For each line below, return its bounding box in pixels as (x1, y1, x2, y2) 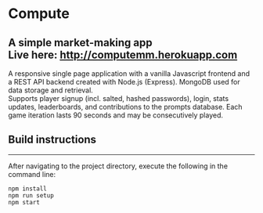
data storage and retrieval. (8, 85, 94, 95)
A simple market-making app (8, 36, 153, 49)
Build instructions (8, 133, 96, 146)
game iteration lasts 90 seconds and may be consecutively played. (8, 110, 223, 120)
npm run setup (8, 191, 55, 200)
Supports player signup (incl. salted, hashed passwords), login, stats (8, 94, 229, 103)
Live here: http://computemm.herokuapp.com (8, 48, 238, 61)
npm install (8, 185, 47, 193)
